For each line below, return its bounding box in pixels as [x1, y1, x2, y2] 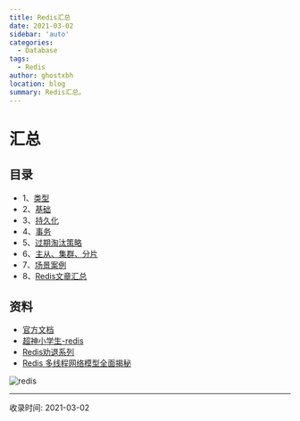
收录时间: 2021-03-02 [9, 402, 90, 413]
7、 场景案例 [21, 260, 67, 270]
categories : [9, 37, 54, 47]
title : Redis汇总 [9, 12, 71, 22]
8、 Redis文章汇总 [21, 270, 87, 281]
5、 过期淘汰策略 [21, 237, 83, 248]
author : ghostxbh [9, 71, 74, 80]
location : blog [9, 79, 66, 88]
